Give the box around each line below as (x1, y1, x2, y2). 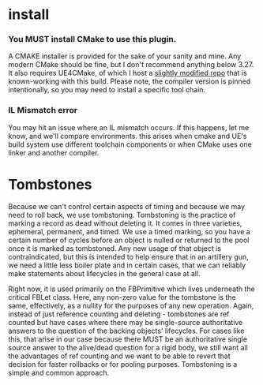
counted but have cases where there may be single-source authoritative (8, 317, 243, 327)
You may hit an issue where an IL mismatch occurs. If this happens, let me (8, 122, 250, 132)
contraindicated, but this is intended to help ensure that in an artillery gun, (8, 252, 249, 261)
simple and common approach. (8, 368, 110, 377)
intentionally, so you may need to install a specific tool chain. (8, 85, 206, 95)
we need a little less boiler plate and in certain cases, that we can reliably (8, 260, 246, 270)
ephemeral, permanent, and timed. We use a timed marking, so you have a (8, 226, 250, 236)
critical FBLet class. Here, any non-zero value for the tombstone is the (8, 292, 236, 301)
